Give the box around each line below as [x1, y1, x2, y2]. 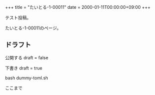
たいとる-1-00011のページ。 [5, 25, 62, 31]
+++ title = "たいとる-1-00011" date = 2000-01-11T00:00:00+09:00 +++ [5, 4, 151, 10]
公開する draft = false [5, 54, 48, 60]
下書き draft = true [5, 65, 43, 71]
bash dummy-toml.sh [5, 75, 48, 81]
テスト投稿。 [5, 15, 31, 21]
